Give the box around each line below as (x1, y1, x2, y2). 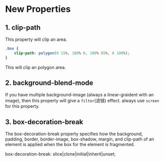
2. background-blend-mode (5, 79, 93, 87)
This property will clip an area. (5, 36, 67, 42)
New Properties (5, 3, 71, 15)
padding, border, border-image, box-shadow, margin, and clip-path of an (5, 136, 155, 142)
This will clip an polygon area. (5, 64, 66, 70)
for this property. (5, 103, 40, 109)
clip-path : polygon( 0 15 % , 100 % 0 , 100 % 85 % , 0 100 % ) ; (14, 51, 130, 56)
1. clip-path (5, 23, 41, 32)
